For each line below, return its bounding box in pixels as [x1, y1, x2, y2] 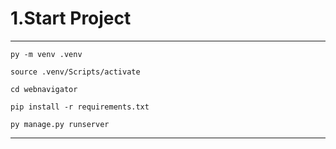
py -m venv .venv [10, 49, 83, 59]
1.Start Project [10, 7, 132, 30]
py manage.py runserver [10, 119, 110, 129]
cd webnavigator [10, 84, 78, 94]
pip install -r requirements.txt [10, 102, 150, 112]
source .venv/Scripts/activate [10, 67, 141, 77]
